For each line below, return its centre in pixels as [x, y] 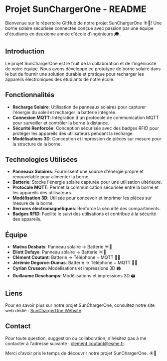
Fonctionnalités [30, 95]
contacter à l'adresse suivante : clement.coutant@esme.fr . [65, 343]
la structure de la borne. [37, 144]
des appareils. [27, 219]
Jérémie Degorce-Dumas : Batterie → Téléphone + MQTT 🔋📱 [75, 263]
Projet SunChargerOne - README [76, 9]
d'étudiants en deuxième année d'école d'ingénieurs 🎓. [63, 34]
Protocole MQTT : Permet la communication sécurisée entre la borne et [85, 187]
